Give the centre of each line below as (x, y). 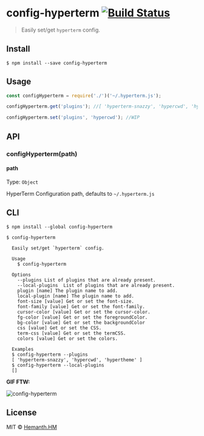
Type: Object (22, 182)
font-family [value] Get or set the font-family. (81, 306)
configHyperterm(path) (42, 154)
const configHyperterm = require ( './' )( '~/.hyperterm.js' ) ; (84, 95)
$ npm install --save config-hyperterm (57, 63)
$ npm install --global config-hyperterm (59, 227)
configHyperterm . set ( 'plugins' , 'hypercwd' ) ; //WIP (73, 118)
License (22, 413)
